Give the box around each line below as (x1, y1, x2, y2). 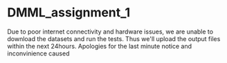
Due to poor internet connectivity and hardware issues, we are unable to (7, 27, 213, 36)
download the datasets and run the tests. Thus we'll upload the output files (7, 34, 221, 42)
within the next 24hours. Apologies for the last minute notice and (7, 42, 192, 50)
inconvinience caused (7, 49, 70, 58)
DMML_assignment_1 (7, 5, 131, 21)
